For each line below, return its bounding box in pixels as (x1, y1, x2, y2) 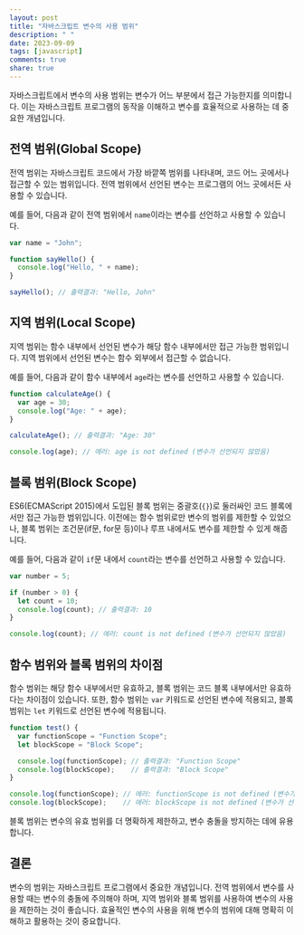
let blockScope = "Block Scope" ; (17, 739, 144, 749)
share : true (9, 64, 54, 73)
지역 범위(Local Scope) (9, 315, 136, 330)
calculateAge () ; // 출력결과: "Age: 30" (9, 431, 157, 440)
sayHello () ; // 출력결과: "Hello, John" (9, 288, 157, 297)
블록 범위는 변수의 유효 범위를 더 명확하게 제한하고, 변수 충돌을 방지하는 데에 (9, 816, 278, 826)
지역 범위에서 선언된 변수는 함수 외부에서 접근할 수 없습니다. (21, 352, 232, 363)
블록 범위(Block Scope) (9, 474, 138, 490)
